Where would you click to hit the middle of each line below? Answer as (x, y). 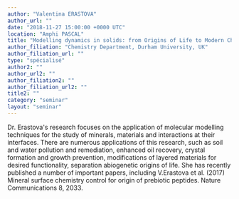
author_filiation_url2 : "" (47, 87)
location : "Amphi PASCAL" (46, 34)
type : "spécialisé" (36, 61)
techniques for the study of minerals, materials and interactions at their (111, 134)
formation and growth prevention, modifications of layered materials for (112, 157)
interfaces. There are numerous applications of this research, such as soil (115, 142)
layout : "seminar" (34, 107)
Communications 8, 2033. (45, 188)
